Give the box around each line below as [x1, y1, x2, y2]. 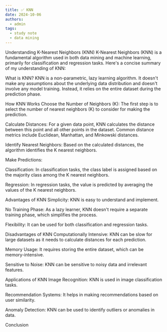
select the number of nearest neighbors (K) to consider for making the [5, 106, 150, 112]
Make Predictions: [5, 156, 43, 162]
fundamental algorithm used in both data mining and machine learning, [5, 54, 151, 60]
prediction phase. [5, 91, 42, 97]
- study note [10, 31, 37, 36]
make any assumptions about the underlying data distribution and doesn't [5, 80, 158, 86]
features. [5, 267, 24, 273]
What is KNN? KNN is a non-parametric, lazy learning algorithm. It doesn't [5, 75, 158, 81]
